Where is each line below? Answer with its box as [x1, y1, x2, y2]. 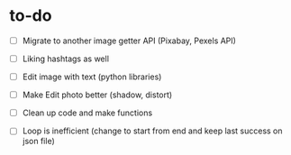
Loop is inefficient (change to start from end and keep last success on [22, 125, 283, 136]
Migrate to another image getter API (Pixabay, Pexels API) [22, 35, 237, 46]
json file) [22, 136, 56, 147]
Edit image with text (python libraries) [22, 71, 162, 82]
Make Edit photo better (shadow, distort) [22, 89, 173, 100]
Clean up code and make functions [22, 107, 153, 118]
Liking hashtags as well [22, 53, 110, 64]
